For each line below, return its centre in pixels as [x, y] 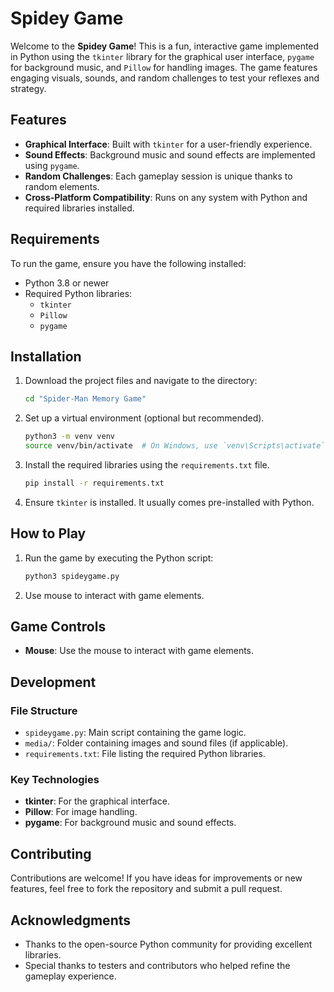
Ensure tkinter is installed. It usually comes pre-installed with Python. [169, 502]
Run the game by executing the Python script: [119, 558]
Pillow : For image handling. [81, 812]
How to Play [48, 533]
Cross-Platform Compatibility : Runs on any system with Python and [166, 197]
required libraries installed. [79, 208]
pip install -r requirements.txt [94, 483]
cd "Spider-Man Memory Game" [85, 399]
